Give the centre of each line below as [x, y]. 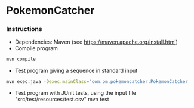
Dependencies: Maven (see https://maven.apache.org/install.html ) [96, 42]
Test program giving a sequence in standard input [76, 71]
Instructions [24, 29]
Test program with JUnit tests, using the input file [75, 93]
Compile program [36, 48]
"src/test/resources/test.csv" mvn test [62, 100]
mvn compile [21, 59]
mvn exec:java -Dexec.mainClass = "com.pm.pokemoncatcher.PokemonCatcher [97, 82]
